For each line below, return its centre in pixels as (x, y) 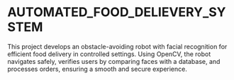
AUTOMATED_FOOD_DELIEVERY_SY (117, 12)
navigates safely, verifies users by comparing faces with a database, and (114, 61)
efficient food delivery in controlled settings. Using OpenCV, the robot (109, 54)
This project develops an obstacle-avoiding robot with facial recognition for (117, 46)
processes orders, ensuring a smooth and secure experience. (97, 69)
